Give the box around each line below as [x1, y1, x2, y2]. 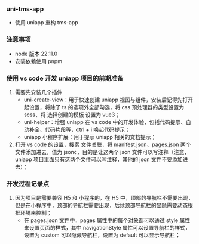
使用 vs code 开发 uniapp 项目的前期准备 [6, 74, 124, 82]
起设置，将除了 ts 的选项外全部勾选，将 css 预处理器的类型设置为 [23, 103, 184, 110]
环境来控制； [20, 209, 52, 217]
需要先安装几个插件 [14, 88, 63, 95]
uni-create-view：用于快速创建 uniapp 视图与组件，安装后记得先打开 [23, 96, 193, 103]
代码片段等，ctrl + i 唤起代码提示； [44, 126, 130, 133]
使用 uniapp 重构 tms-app [14, 19, 79, 26]
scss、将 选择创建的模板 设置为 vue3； [23, 111, 121, 118]
